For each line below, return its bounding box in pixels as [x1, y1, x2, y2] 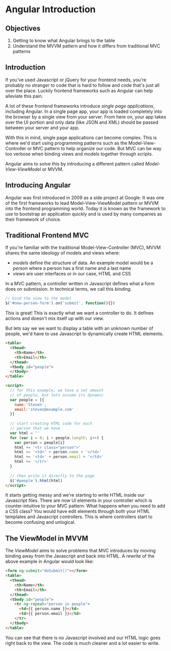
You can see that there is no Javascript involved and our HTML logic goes [5, 635, 161, 641]
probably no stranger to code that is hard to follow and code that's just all [5, 82, 160, 88]
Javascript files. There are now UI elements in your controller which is [5, 497, 152, 504]
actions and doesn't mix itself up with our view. [5, 315, 105, 321]
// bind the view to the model [5, 296, 72, 301]
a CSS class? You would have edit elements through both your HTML [5, 508, 150, 515]
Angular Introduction [5, 4, 96, 15]
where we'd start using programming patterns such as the [5, 139, 128, 146]
